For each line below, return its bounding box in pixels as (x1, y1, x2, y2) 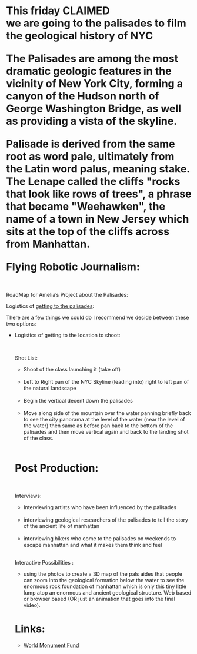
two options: (6, 320, 36, 327)
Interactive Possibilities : (14, 559, 74, 566)
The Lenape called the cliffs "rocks (6, 175, 181, 188)
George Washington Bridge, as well (6, 102, 181, 115)
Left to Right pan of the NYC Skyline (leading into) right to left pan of (23, 378, 189, 385)
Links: (14, 622, 45, 636)
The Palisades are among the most (6, 52, 178, 65)
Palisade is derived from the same (6, 137, 175, 151)
